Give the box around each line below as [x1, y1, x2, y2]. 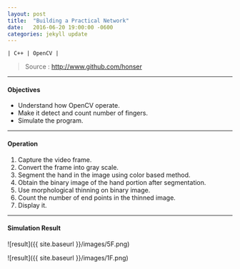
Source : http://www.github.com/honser [24, 62, 143, 71]
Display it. [17, 201, 48, 209]
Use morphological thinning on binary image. [17, 186, 151, 194]
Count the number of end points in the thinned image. [17, 193, 176, 202]
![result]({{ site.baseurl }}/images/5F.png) [7, 240, 130, 248]
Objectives [7, 85, 41, 93]
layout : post [7, 10, 46, 18]
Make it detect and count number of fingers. [17, 108, 149, 118]
